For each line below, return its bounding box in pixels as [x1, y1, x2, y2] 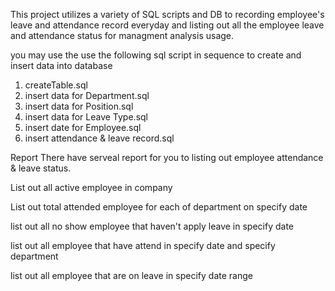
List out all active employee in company [10, 182, 173, 193]
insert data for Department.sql [24, 90, 150, 101]
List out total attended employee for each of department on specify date [10, 201, 308, 213]
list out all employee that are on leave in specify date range [10, 270, 253, 281]
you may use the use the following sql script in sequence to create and [10, 49, 302, 61]
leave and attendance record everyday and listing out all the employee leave [10, 19, 325, 31]
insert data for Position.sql [24, 100, 134, 112]
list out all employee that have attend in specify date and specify [10, 240, 276, 251]
